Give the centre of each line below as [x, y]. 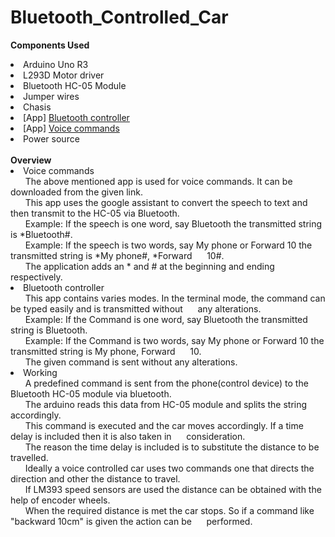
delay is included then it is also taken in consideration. [128, 436]
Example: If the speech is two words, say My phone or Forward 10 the [168, 245]
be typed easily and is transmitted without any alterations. [136, 308]
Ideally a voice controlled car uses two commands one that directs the [169, 468]
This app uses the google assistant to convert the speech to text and [166, 202]
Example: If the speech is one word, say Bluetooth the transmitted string [173, 223]
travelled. [29, 457]
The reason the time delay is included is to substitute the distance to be [172, 447]
